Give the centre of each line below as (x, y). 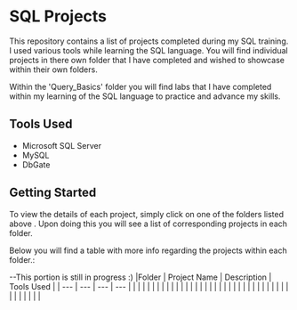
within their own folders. (53, 69)
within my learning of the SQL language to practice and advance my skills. (145, 96)
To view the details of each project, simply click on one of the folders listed (147, 214)
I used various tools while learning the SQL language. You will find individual (148, 50)
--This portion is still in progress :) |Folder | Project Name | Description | (140, 277)
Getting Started (53, 193)
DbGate (36, 164)
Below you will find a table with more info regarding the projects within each (148, 250)
